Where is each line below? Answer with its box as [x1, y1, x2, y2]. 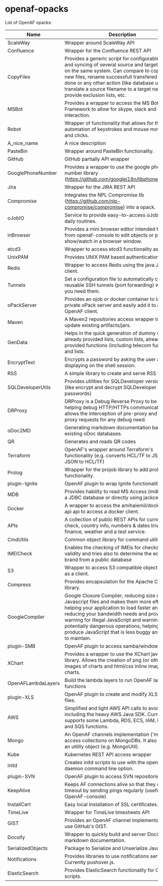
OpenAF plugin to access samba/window [65, 642, 158, 649]
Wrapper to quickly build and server [65, 830, 147, 837]
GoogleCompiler [7, 613, 45, 620]
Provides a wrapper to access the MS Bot [65, 99, 159, 106]
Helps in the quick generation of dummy [65, 330, 156, 337]
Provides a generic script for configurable [65, 55, 160, 62]
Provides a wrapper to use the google [65, 163, 150, 170]
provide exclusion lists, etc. [65, 92, 126, 98]
